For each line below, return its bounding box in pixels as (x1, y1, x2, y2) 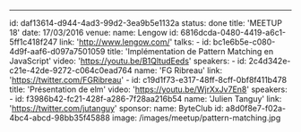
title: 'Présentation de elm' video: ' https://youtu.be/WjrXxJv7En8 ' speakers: (9, 84, 288, 95)
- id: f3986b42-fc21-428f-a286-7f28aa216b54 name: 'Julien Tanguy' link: (9, 94, 282, 103)
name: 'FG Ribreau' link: (133, 65, 222, 76)
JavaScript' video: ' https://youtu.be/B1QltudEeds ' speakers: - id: (9, 55, 247, 66)
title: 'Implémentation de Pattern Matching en (107, 46, 274, 56)
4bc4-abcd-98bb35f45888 (9, 112, 110, 123)
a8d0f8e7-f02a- (225, 103, 287, 113)
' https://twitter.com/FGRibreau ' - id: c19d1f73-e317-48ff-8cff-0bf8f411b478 (9, 75, 288, 85)
